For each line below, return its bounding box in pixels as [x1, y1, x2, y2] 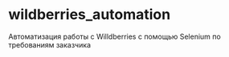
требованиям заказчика [8, 40, 91, 49]
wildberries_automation [8, 6, 171, 24]
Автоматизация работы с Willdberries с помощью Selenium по [8, 32, 221, 41]
